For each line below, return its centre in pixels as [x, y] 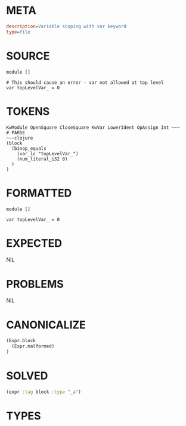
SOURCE [28, 56]
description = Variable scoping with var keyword [66, 26]
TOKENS [28, 111]
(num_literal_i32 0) [42, 159]
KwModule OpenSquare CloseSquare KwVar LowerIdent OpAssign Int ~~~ [93, 127]
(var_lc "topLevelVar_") [48, 153]
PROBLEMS [35, 284]
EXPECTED [34, 243]
